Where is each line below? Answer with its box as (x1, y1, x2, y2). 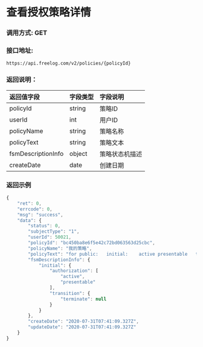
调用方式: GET (6, 28, 47, 37)
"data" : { (17, 217, 42, 224)
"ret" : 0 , (17, 200, 42, 206)
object (69, 149, 88, 158)
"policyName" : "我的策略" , (28, 245, 92, 251)
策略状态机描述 (99, 149, 143, 158)
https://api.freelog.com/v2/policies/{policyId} (6, 60, 131, 66)
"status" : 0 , (28, 223, 61, 229)
